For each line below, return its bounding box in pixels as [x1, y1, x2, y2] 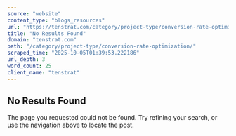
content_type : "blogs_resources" [7, 17, 105, 24]
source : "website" [7, 10, 61, 18]
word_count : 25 [7, 62, 52, 69]
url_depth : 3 [7, 56, 46, 63]
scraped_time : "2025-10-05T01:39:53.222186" [7, 50, 140, 57]
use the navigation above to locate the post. [7, 121, 135, 130]
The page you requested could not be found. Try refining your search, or [7, 114, 218, 122]
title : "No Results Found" [7, 29, 86, 37]
